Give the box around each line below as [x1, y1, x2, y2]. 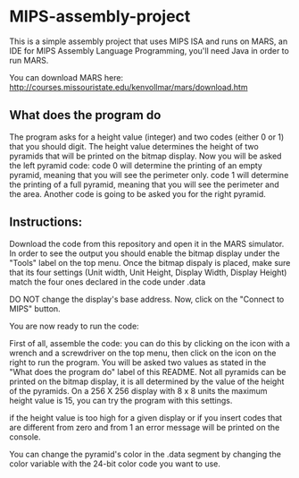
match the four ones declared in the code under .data [9, 276, 206, 287]
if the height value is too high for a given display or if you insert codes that [9, 412, 283, 423]
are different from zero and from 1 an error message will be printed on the [9, 422, 280, 432]
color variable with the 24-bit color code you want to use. [9, 458, 221, 469]
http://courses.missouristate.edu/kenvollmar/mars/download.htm [9, 81, 248, 92]
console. [9, 431, 42, 442]
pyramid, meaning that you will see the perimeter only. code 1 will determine [9, 169, 289, 180]
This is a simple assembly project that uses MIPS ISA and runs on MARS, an [9, 36, 288, 47]
